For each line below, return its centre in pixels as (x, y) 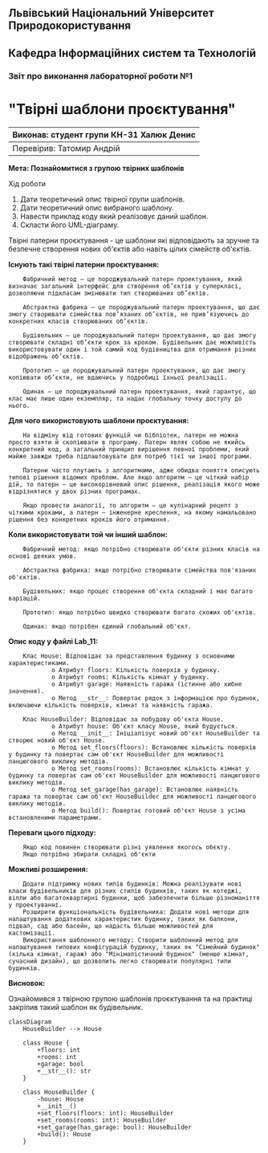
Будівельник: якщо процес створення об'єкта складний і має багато (138, 591)
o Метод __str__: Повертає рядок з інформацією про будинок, (156, 698)
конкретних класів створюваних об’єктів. (79, 321)
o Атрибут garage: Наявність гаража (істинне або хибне (146, 684)
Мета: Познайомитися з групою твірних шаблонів (96, 168)
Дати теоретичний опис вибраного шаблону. (97, 207)
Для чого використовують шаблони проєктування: (99, 420)
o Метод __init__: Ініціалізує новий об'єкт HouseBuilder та (156, 733)
